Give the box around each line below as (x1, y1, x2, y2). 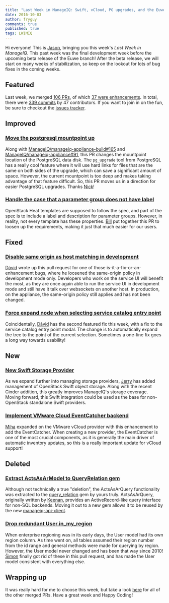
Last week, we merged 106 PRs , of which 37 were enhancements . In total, (5, 94, 158, 100)
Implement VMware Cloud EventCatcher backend (5, 412, 129, 419)
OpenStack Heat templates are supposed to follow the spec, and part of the (5, 207, 162, 213)
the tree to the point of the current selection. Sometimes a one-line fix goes (5, 331, 162, 338)
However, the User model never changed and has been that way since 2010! (5, 548, 163, 554)
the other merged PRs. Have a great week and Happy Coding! (5, 592, 133, 598)
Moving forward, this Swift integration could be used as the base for (5, 394, 146, 400)
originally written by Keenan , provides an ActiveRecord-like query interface (5, 497, 161, 503)
